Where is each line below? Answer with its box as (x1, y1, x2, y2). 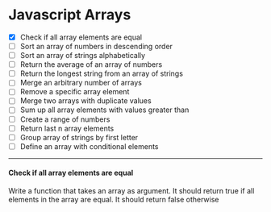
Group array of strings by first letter (19, 132, 139, 142)
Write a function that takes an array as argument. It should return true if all (8, 185, 255, 195)
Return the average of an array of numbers (19, 60, 163, 69)
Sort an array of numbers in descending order (19, 42, 173, 51)
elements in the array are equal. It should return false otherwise (8, 194, 219, 204)
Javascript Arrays (8, 6, 131, 24)
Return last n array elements (19, 123, 115, 133)
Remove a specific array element (19, 87, 130, 97)
